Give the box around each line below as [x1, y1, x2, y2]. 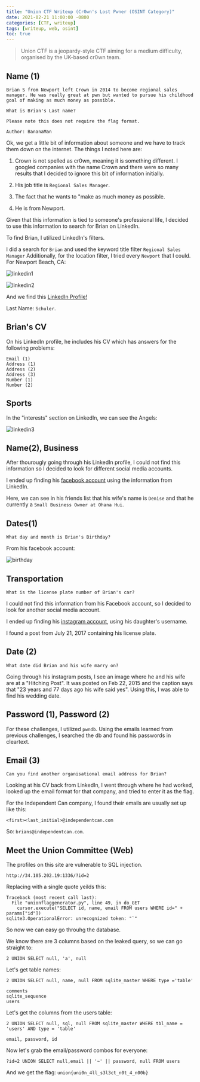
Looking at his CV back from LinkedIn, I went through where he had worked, [6, 781, 193, 789]
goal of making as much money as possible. [6, 97, 116, 103]
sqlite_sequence [6, 994, 47, 1000]
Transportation [6, 573, 64, 583]
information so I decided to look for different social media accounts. [6, 465, 173, 472]
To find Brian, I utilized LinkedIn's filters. [6, 234, 105, 241]
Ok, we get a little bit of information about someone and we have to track [6, 139, 186, 146]
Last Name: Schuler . [6, 304, 56, 311]
